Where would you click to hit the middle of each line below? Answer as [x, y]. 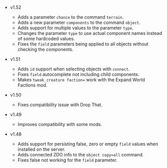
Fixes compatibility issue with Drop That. [60, 105]
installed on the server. [41, 149]
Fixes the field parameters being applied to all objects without [83, 44]
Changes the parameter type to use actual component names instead [90, 33]
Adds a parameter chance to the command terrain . [71, 17]
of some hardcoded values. [46, 38]
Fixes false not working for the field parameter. [68, 160]
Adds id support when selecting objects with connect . [74, 69]
